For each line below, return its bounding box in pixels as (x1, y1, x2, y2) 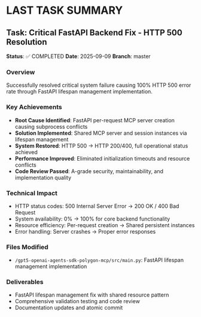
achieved (14, 148, 38, 156)
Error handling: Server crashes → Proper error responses (14, 228, 156, 235)
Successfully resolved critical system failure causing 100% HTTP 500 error (6, 81, 191, 89)
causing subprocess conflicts (14, 123, 88, 130)
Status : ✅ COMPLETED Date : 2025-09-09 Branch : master (6, 53, 151, 60)
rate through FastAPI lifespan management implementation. (6, 88, 153, 95)
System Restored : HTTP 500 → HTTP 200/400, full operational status (14, 142, 188, 149)
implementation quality (14, 174, 72, 181)
